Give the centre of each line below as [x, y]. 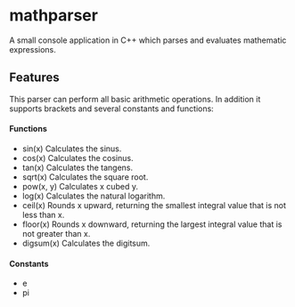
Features [34, 78]
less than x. [43, 214]
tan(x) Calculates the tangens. [78, 167]
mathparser [53, 16]
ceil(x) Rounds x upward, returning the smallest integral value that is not [154, 205]
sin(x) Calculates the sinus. [72, 149]
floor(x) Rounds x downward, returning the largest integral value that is [152, 224]
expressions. [33, 49]
